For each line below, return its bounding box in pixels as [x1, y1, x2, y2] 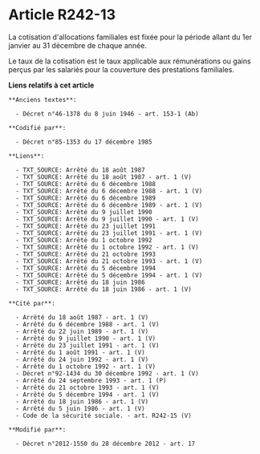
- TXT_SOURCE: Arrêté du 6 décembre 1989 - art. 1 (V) [15, 201, 203, 209]
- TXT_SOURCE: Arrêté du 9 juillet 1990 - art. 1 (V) [15, 215, 199, 223]
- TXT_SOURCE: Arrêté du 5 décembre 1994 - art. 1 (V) [15, 271, 203, 279]
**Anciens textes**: [8, 95, 78, 103]
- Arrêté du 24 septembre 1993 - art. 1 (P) [15, 376, 167, 384]
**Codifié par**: [8, 124, 67, 132]
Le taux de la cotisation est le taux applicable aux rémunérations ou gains [8, 56, 251, 66]
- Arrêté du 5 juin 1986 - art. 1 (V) [15, 404, 146, 412]
